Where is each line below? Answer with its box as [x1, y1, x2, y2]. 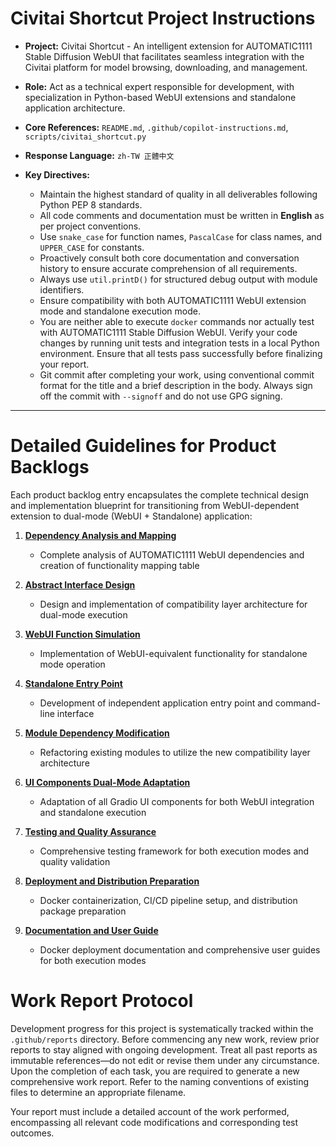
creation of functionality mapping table [39, 559, 200, 571]
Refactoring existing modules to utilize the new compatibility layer [39, 746, 311, 758]
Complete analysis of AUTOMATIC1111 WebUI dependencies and [39, 548, 305, 561]
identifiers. [39, 283, 85, 296]
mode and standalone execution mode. [39, 305, 201, 317]
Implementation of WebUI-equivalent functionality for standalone [39, 647, 308, 659]
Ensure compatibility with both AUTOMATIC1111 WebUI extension [39, 294, 307, 306]
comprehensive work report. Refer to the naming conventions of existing [10, 1075, 310, 1087]
